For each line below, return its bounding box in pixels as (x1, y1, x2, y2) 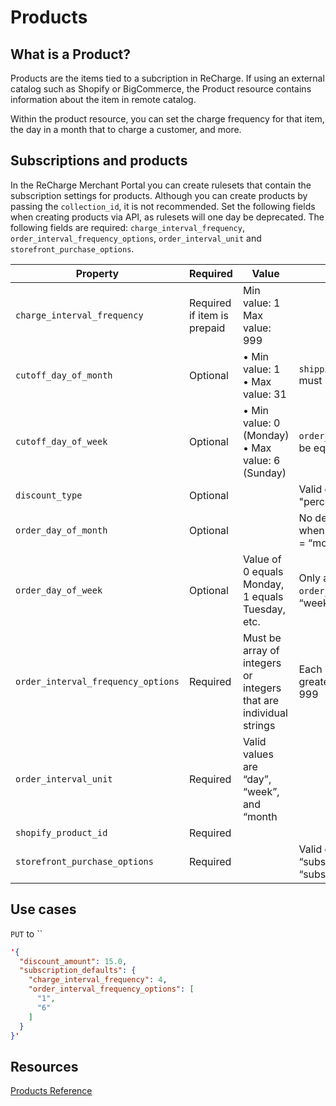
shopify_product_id (15, 827, 108, 838)
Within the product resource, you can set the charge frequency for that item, (10, 113, 325, 125)
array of (242, 643, 280, 657)
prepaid (188, 321, 226, 335)
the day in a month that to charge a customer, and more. (10, 124, 242, 135)
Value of (242, 552, 282, 566)
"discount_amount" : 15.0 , (19, 956, 128, 966)
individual (242, 706, 288, 720)
